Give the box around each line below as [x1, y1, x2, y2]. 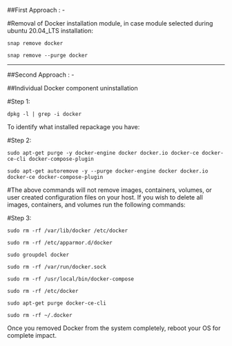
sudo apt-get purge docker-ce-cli [7, 300, 107, 307]
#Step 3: [7, 214, 32, 222]
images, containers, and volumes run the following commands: [7, 200, 186, 209]
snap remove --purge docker [7, 52, 88, 59]
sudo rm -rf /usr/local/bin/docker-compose [7, 276, 135, 282]
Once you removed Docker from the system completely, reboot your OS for [7, 324, 221, 332]
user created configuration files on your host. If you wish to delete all [7, 193, 204, 201]
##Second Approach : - [7, 70, 75, 79]
